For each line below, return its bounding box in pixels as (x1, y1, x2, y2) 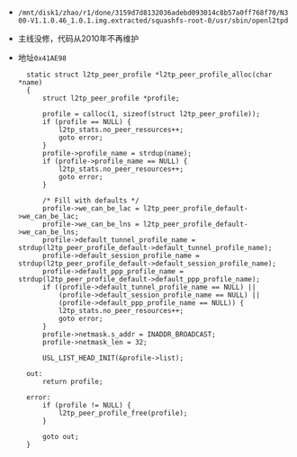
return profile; (41, 377, 103, 386)
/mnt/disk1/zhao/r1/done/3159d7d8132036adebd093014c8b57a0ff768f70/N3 (17, 8, 289, 17)
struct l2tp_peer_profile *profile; (41, 94, 180, 103)
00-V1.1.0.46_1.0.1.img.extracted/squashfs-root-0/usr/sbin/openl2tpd (17, 16, 289, 25)
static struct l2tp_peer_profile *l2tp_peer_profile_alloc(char (26, 70, 273, 79)
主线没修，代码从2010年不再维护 (17, 33, 139, 43)
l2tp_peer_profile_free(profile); (58, 408, 188, 417)
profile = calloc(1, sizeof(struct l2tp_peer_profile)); (41, 110, 261, 119)
